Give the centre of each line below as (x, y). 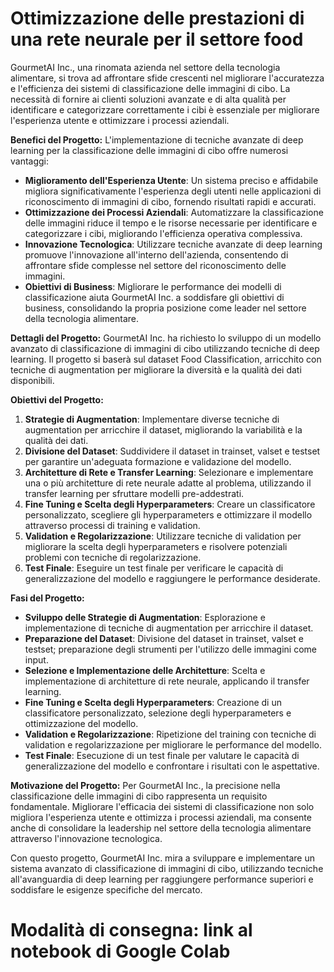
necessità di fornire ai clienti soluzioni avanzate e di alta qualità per (148, 99)
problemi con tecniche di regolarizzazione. (113, 557)
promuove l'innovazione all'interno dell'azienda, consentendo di (156, 254)
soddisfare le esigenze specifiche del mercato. (106, 889)
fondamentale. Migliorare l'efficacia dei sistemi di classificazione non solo (162, 806)
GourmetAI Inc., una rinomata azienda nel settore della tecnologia (145, 67)
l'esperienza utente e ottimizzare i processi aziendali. (120, 120)
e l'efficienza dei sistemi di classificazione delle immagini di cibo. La (150, 88)
